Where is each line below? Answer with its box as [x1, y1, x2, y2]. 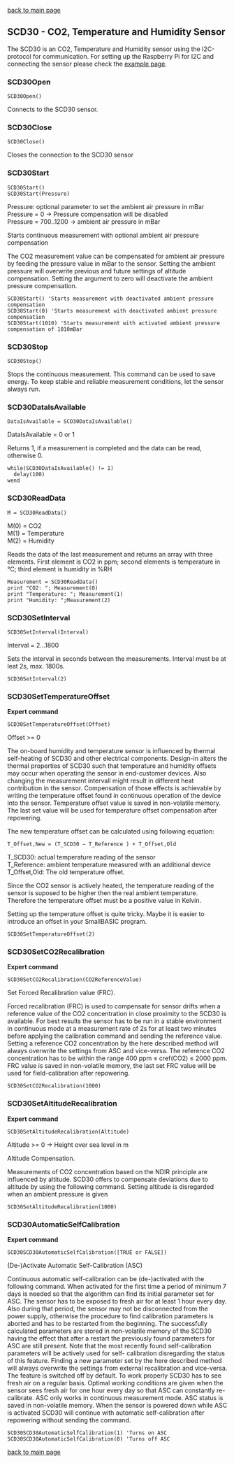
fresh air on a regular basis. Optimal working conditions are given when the [7, 1379, 224, 1387]
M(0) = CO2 [7, 521, 42, 530]
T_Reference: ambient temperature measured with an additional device [7, 860, 211, 869]
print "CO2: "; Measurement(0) [7, 584, 98, 592]
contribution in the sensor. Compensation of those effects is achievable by [7, 784, 221, 792]
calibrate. [7, 1394, 35, 1402]
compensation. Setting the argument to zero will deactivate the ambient [7, 274, 213, 283]
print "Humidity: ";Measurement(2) [7, 597, 111, 604]
